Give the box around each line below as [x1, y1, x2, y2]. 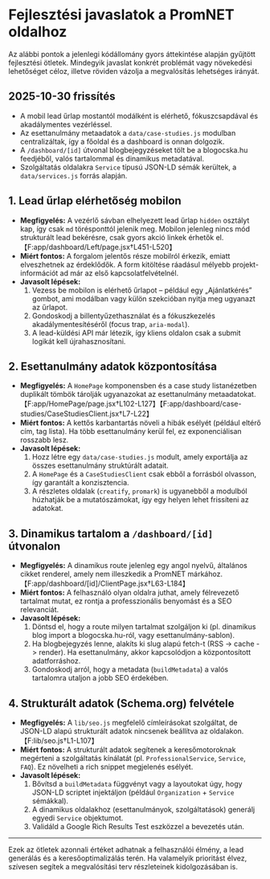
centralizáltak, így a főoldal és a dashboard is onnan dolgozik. [19, 137, 225, 146]
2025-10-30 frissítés [8, 90, 116, 104]
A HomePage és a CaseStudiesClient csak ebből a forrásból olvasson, [31, 469, 257, 479]
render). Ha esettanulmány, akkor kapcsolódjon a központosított [39, 648, 252, 657]
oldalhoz [8, 22, 67, 41]
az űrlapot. [31, 302, 68, 312]
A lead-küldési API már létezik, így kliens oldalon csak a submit [31, 328, 241, 337]
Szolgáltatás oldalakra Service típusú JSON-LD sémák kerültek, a [19, 162, 237, 172]
